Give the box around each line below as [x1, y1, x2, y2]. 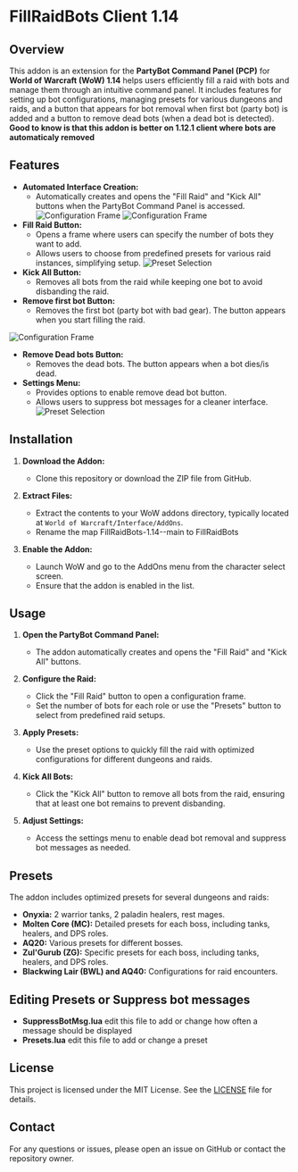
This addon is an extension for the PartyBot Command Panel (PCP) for [9, 65, 270, 76]
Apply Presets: [21, 727, 79, 738]
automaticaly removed [9, 132, 95, 142]
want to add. [35, 239, 82, 249]
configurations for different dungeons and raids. [35, 754, 212, 765]
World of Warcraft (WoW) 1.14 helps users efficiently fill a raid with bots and [9, 75, 290, 86]
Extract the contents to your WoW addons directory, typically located [35, 507, 290, 518]
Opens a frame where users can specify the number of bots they [35, 229, 274, 239]
